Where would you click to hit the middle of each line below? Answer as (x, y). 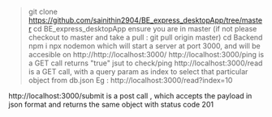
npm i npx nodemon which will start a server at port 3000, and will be (145, 46)
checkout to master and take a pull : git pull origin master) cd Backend (145, 37)
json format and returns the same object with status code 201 (111, 104)
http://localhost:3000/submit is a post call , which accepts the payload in (130, 96)
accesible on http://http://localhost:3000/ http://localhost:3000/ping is (146, 54)
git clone (43, 12)
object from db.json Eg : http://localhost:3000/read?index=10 (130, 80)
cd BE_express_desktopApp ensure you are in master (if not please (145, 29)
